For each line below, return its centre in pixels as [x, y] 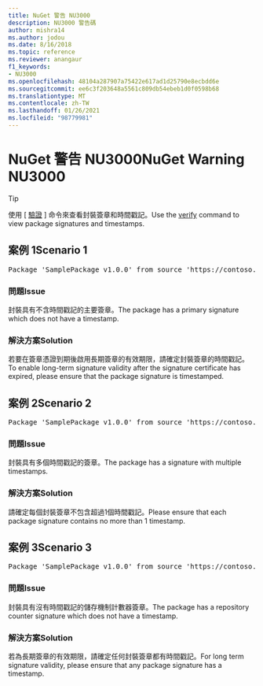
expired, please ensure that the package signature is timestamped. [116, 376]
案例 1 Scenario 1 [48, 250]
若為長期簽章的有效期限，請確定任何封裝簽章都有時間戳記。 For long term [126, 656]
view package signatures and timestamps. [77, 223]
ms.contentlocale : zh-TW [49, 103]
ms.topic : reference [42, 52]
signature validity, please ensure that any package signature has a [115, 666]
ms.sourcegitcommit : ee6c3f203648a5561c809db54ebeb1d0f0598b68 [114, 89]
